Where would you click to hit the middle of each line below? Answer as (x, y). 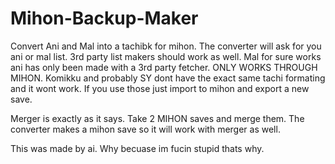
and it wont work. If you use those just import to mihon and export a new (160, 88)
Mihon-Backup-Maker (104, 18)
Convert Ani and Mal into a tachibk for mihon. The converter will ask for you (166, 46)
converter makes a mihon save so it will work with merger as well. (145, 129)
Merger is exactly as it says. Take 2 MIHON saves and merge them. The (157, 118)
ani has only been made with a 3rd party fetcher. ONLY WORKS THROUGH (164, 67)
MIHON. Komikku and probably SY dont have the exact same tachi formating (168, 78)
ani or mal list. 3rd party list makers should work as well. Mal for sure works (166, 56)
